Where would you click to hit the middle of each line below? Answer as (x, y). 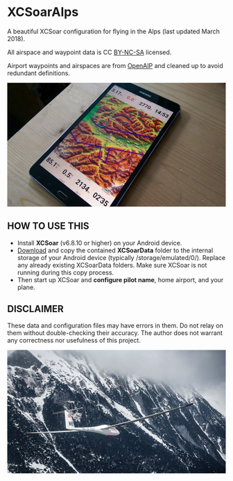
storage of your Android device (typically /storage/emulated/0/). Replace (121, 257)
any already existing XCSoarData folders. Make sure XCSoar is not (112, 265)
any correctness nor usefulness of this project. (74, 341)
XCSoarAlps (43, 12)
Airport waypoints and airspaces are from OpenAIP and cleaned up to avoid (115, 65)
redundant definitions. (39, 73)
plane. (26, 287)
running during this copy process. (66, 272)
